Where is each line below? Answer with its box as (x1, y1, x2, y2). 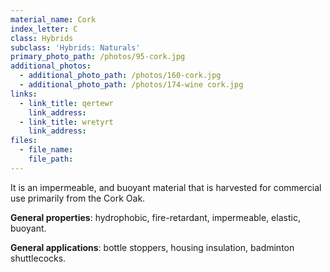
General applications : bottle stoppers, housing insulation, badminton (10, 241, 295, 253)
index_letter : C (10, 24, 78, 34)
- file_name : (19, 145, 74, 155)
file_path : (28, 154, 74, 164)
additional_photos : (10, 61, 92, 71)
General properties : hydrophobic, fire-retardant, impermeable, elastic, (10, 211, 301, 223)
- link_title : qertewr (19, 98, 114, 108)
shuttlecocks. (10, 252, 67, 264)
